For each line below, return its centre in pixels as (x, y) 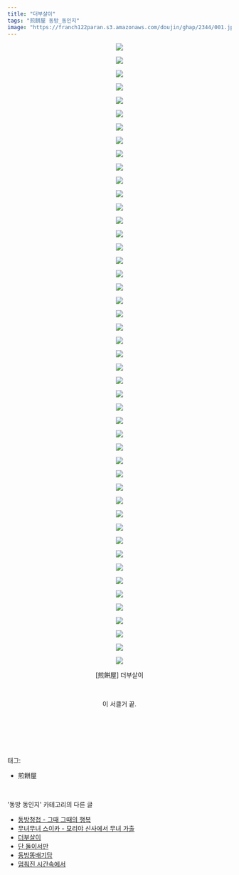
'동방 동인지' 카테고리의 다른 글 (50, 805)
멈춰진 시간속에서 (42, 864)
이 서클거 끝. (119, 704)
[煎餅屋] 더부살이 (119, 675)
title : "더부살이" (32, 14)
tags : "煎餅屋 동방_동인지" (43, 21)
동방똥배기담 (35, 855)
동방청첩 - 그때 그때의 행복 (54, 820)
